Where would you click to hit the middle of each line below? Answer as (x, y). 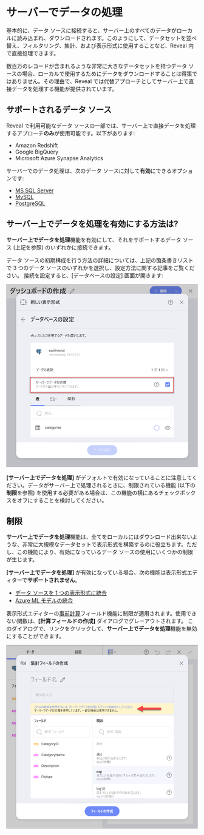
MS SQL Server (34, 190)
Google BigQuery (37, 152)
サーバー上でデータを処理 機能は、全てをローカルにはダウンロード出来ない (99, 537)
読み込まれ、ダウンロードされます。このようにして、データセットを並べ (107, 38)
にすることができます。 (36, 636)
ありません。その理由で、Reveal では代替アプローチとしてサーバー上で (100, 81)
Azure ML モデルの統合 (44, 601)
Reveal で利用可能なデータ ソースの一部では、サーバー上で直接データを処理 (101, 126)
